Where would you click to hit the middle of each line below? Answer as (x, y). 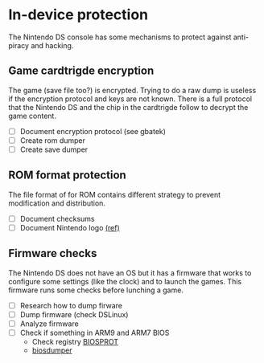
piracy (19, 45)
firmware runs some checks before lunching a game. (96, 290)
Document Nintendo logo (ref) (70, 227)
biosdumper (52, 350)
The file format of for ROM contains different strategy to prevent (115, 194)
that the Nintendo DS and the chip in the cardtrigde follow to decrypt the (128, 107)
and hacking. (52, 45)
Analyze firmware (49, 324)
